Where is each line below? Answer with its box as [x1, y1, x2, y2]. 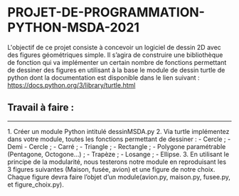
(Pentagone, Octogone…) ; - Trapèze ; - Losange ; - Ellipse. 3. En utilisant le [7, 150, 230, 158]
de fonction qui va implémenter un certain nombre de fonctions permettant [7, 58, 227, 66]
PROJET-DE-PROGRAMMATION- [7, 4, 205, 21]
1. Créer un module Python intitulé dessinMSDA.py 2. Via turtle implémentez [7, 127, 230, 135]
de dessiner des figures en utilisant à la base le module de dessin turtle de [7, 66, 225, 74]
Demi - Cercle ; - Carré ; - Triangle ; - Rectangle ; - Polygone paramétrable [7, 142, 226, 150]
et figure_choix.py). [7, 180, 64, 189]
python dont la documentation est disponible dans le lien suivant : [7, 73, 201, 82]
